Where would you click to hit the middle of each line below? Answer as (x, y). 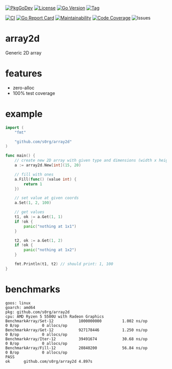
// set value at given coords (47, 198)
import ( (15, 128)
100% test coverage (34, 93)
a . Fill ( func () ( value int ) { (46, 179)
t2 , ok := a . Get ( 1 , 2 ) (39, 240)
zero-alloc (24, 88)
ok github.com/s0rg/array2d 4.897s (49, 361)
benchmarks (33, 289)
